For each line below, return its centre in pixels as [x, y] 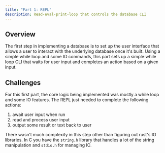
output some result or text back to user [52, 125]
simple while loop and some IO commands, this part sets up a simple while [81, 57]
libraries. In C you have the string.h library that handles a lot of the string [80, 140]
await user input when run [39, 115]
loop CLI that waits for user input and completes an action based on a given [82, 62]
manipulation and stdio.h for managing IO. [49, 145]
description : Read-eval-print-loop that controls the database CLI [76, 14]
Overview [20, 34]
